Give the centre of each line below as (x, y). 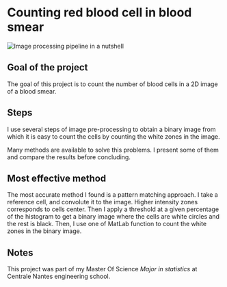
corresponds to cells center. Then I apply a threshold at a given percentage (113, 209)
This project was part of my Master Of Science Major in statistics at (102, 269)
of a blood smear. (32, 91)
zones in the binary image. (44, 231)
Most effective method (57, 178)
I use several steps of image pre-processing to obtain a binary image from (112, 129)
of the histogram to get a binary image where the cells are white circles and (113, 217)
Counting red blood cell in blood (99, 13)
